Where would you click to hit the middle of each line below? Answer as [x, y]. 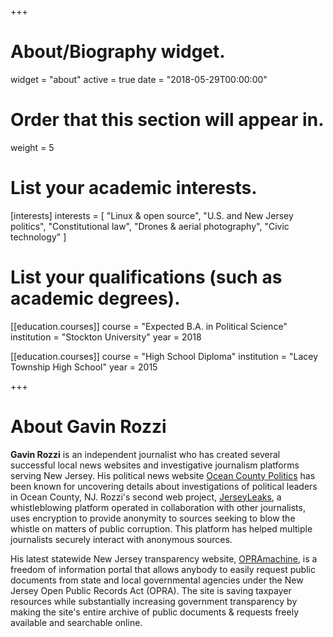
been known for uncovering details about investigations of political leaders [164, 486]
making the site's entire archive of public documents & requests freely [155, 612]
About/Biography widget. [118, 52]
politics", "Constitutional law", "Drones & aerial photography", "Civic [150, 226]
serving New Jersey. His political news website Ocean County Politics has [163, 475]
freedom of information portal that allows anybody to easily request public [163, 569]
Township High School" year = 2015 [84, 367]
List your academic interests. [134, 188]
